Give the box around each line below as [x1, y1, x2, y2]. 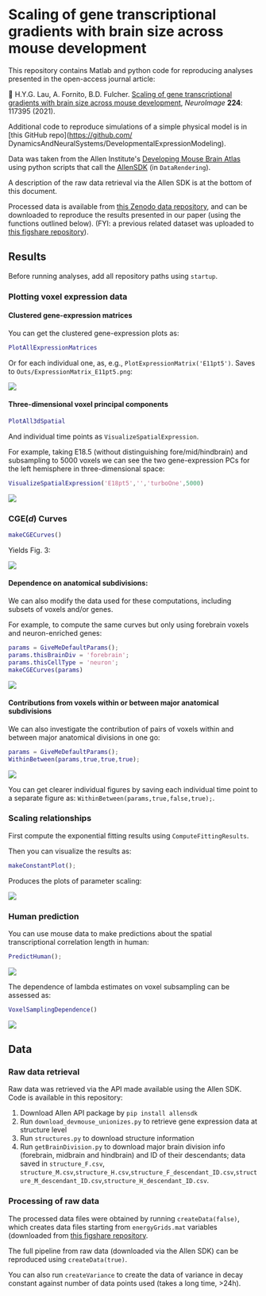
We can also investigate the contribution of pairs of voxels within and [8, 724, 234, 733]
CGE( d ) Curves [8, 513, 67, 524]
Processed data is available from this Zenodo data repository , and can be [8, 201, 248, 211]
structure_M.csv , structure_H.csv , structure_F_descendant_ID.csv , [19, 1167, 237, 1177]
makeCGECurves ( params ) [8, 666, 83, 674]
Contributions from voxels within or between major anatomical [8, 698, 220, 708]
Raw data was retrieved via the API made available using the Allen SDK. [8, 1085, 242, 1094]
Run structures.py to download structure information [19, 1134, 195, 1143]
